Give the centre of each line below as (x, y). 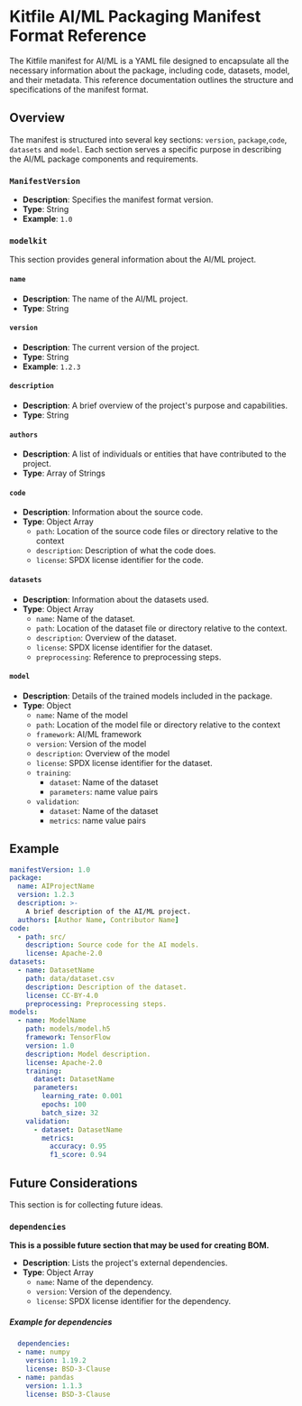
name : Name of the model (82, 715)
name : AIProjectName (56, 886)
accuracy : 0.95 (78, 1147)
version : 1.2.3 (46, 895)
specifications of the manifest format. (79, 89)
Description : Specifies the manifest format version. (118, 199)
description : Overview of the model (103, 753)
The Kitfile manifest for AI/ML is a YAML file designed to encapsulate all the (149, 60)
